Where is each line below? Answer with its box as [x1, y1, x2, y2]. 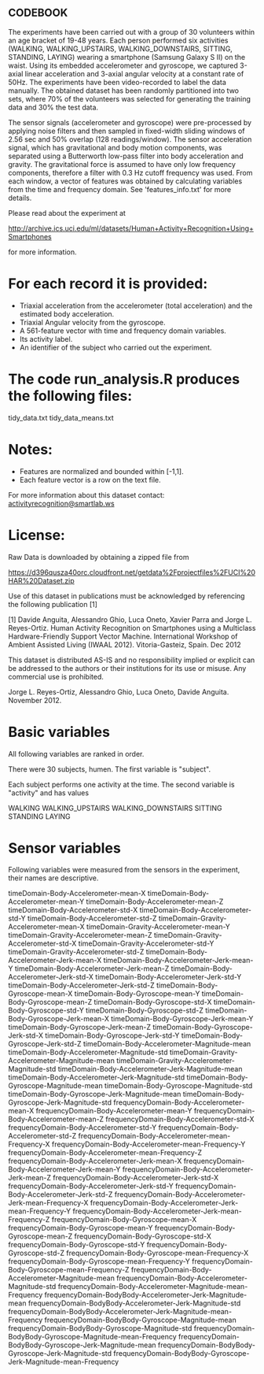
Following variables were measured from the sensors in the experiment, [8, 865, 240, 875]
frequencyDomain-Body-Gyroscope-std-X [74, 1231, 212, 1241]
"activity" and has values [8, 787, 89, 798]
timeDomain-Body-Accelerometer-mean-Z [86, 897, 224, 906]
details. [8, 193, 32, 202]
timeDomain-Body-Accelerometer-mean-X [8, 889, 146, 898]
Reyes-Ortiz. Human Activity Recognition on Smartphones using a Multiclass [8, 623, 256, 632]
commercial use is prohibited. [8, 672, 104, 681]
